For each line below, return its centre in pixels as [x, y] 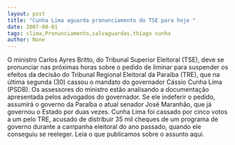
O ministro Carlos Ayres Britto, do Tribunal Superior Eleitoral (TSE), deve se [116, 60]
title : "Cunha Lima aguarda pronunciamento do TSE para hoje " [102, 20]
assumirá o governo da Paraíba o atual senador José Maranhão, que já [109, 104]
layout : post [26, 14]
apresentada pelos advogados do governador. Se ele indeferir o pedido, [111, 97]
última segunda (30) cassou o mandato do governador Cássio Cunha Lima [115, 82]
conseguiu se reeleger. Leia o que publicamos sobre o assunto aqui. [106, 134]
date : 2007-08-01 [33, 27]
